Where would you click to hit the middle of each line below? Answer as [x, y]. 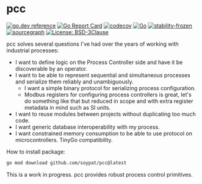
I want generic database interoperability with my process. [87, 127]
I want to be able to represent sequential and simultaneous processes [103, 75]
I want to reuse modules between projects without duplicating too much [106, 114]
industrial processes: [33, 50]
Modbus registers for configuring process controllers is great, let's [108, 94]
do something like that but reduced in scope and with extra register [109, 101]
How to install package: [36, 152]
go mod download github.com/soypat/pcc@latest [67, 163]
